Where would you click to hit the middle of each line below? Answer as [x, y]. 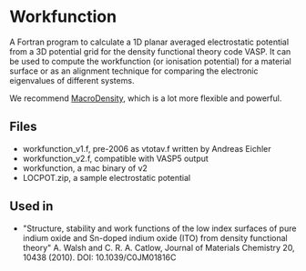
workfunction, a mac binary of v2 [85, 168]
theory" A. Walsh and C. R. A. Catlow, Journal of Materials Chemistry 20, [158, 247]
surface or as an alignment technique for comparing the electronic [134, 71]
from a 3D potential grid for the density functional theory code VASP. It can [150, 51]
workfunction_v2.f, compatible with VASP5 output [116, 158]
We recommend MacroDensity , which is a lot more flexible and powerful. [146, 98]
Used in [31, 206]
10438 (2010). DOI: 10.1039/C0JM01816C [99, 257]
